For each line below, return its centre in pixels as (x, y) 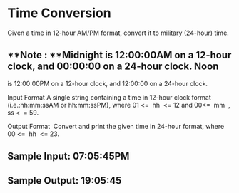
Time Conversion (60, 13)
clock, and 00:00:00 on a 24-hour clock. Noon (113, 67)
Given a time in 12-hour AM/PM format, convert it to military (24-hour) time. (118, 33)
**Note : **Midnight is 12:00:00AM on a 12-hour (119, 55)
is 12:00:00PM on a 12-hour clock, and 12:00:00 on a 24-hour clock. (108, 83)
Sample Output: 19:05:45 (65, 181)
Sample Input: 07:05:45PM (68, 156)
